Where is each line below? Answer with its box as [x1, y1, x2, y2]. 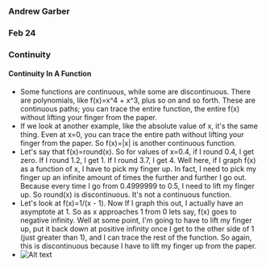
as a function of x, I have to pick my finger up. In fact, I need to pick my [19, 164, 256, 173]
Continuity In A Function [8, 69, 92, 78]
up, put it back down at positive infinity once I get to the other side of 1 [19, 223, 255, 233]
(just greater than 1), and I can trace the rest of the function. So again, [19, 232, 252, 242]
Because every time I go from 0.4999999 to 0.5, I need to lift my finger [19, 181, 256, 190]
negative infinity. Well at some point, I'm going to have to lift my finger [19, 215, 252, 225]
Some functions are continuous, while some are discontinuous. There [19, 86, 251, 96]
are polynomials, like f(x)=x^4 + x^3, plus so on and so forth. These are [19, 95, 256, 105]
